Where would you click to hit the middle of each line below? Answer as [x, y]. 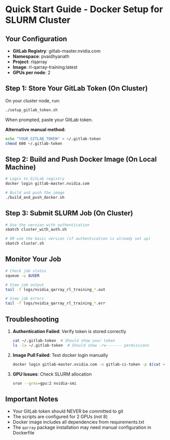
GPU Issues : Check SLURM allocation [52, 374]
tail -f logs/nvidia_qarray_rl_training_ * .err [55, 303]
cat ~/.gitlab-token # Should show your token [64, 341]
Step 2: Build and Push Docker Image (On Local [81, 159]
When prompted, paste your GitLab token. [49, 120]
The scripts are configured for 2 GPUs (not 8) [60, 417]
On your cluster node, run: [33, 100]
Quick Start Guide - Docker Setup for [84, 9]
